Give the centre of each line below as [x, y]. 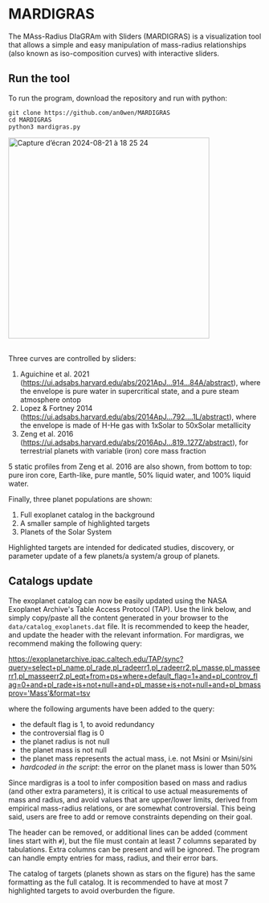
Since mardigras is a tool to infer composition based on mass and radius [128, 782]
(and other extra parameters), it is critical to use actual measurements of [128, 791]
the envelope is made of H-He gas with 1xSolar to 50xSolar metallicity [135, 425]
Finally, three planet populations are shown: [80, 499]
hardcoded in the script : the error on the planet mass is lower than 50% [138, 767]
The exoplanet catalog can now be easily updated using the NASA [118, 601]
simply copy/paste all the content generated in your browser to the [118, 618]
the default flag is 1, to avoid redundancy [87, 724]
